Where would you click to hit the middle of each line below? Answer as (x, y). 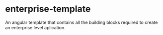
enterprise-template (48, 9)
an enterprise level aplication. (35, 27)
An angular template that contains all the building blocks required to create (81, 22)
